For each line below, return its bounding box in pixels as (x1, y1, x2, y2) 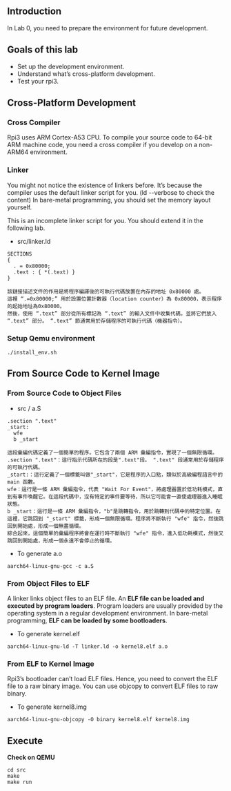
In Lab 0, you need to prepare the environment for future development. (7, 23, 208, 32)
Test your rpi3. (17, 77, 59, 85)
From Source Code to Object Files (7, 388, 122, 398)
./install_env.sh (7, 349, 57, 356)
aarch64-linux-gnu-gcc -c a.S (7, 562, 94, 569)
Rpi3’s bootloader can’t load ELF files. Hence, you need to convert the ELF (7, 675, 219, 683)
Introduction (7, 6, 62, 17)
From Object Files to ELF (7, 578, 90, 588)
